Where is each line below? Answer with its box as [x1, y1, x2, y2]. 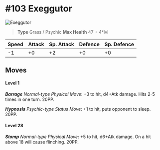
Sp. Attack [49, 41, 75, 48]
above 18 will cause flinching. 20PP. [5, 139, 79, 145]
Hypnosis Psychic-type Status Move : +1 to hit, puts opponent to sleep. [5, 106, 151, 112]
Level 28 [5, 123, 23, 129]
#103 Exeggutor [5, 3, 72, 14]
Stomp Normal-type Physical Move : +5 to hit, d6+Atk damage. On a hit [5, 134, 151, 140]
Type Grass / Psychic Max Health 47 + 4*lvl [17, 29, 109, 35]
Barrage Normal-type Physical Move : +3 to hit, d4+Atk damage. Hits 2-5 [5, 91, 156, 97]
